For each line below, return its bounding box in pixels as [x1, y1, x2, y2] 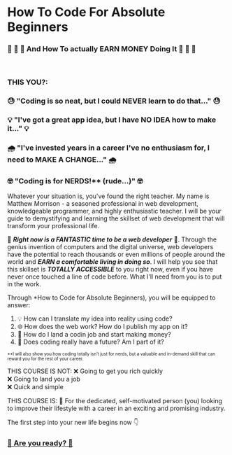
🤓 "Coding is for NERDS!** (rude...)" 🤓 [7, 176, 143, 186]
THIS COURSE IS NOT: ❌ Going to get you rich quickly [7, 367, 163, 375]
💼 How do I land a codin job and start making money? [17, 330, 171, 339]
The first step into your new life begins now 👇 [7, 418, 139, 427]
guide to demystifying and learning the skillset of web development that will [7, 214, 225, 223]
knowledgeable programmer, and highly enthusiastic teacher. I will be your [7, 207, 222, 216]
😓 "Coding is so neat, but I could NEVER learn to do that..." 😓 [7, 96, 221, 106]
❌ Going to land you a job [7, 375, 80, 384]
